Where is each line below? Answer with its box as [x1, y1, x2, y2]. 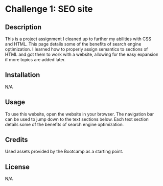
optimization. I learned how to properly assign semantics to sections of [5, 46, 148, 52]
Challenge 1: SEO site [5, 3, 93, 15]
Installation [5, 71, 40, 79]
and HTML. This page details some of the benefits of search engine [5, 41, 141, 47]
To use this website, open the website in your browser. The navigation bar [5, 111, 154, 117]
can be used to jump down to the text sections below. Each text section [5, 116, 149, 122]
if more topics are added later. [5, 57, 66, 62]
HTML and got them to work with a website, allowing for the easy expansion [5, 51, 159, 57]
